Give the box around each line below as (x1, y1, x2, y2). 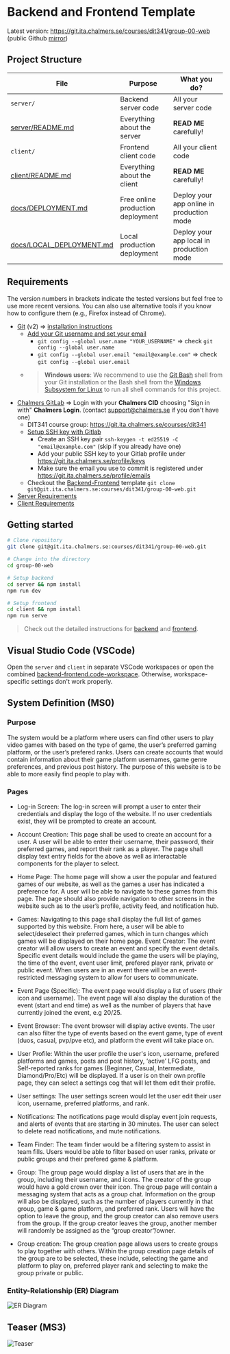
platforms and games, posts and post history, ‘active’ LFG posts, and (16, 1057, 211, 1065)
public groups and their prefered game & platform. (16, 1155, 159, 1163)
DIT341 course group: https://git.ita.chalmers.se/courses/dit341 (27, 420, 207, 428)
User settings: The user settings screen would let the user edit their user (16, 1092, 222, 1100)
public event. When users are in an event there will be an (16, 965, 177, 974)
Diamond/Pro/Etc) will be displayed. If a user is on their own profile (16, 1071, 205, 1079)
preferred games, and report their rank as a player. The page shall (16, 844, 203, 853)
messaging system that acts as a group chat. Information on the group (16, 1190, 216, 1198)
